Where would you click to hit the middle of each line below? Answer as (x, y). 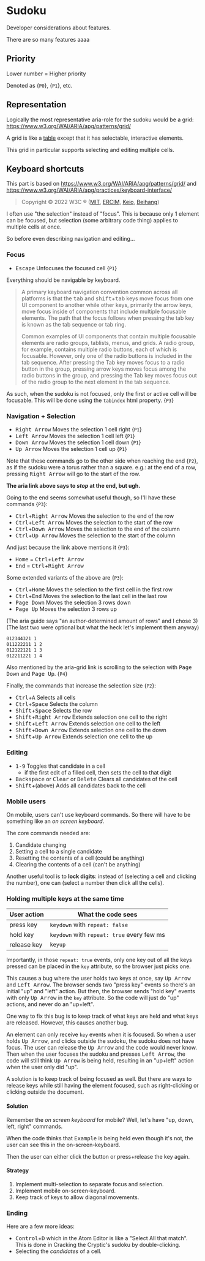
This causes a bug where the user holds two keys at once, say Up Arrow (99, 979)
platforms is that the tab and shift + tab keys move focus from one (107, 298)
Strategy (18, 1170)
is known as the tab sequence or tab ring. (74, 324)
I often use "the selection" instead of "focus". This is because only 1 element (103, 214)
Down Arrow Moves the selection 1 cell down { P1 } (78, 442)
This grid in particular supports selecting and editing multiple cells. (90, 150)
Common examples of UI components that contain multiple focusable (109, 336)
